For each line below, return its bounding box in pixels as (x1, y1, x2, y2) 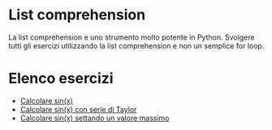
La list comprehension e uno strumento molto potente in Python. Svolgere (8, 32, 255, 42)
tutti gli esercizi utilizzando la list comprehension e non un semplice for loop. (8, 40, 265, 50)
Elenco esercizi (8, 69, 114, 88)
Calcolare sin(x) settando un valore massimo (19, 113, 170, 123)
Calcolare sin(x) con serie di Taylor (19, 104, 137, 114)
